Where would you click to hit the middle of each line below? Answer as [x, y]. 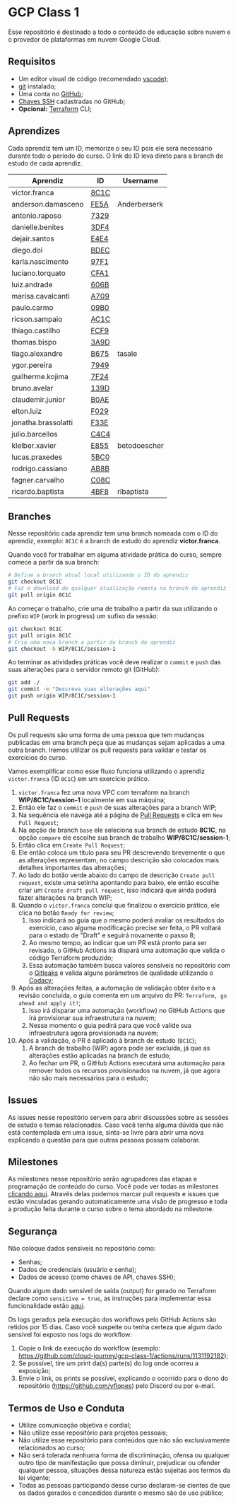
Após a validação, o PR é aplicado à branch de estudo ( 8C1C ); [107, 1040]
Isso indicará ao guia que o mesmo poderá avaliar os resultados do [126, 920]
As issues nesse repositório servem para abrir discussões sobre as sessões [118, 1117]
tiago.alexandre [37, 353]
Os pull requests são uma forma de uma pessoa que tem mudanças [106, 735]
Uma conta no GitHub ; [50, 93]
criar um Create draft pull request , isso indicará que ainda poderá [117, 890]
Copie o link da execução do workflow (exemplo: [89, 1348]
